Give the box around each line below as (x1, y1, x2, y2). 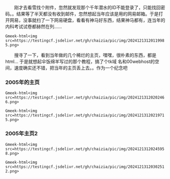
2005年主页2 (5, 130, 38, 137)
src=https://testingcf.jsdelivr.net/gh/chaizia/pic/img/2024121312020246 (5, 95, 165, 100)
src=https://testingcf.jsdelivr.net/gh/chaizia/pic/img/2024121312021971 (5, 113, 165, 118)
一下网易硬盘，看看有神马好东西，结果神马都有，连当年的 (45, 17, 165, 23)
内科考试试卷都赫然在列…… (5, 23, 62, 29)
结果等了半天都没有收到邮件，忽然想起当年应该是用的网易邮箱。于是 (16, 11, 159, 17)
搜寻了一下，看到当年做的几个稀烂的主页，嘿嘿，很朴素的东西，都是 (14, 52, 156, 58)
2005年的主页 (5, 78, 40, 85)
